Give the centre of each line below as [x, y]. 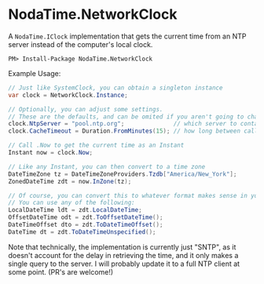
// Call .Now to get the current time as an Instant [96, 146]
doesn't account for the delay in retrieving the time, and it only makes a [123, 255]
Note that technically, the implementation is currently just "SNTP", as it [122, 247]
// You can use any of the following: [71, 203]
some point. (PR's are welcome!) [61, 271]
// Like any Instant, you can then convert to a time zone [107, 166]
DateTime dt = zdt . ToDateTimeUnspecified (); [82, 232]
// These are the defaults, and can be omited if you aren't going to [126, 117]
